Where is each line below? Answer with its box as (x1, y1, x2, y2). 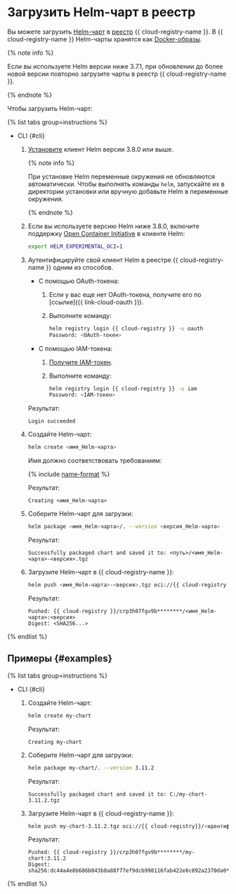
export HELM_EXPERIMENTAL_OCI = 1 (27, 243, 123, 250)
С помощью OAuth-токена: (38, 277, 119, 285)
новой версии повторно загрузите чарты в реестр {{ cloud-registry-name (7, 70, 227, 78)
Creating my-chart (27, 738, 82, 745)
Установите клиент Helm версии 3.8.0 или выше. (27, 145, 174, 153)
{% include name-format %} (27, 470, 110, 478)
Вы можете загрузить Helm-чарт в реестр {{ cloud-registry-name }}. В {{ (7, 27, 223, 36)
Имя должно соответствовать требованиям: (27, 456, 162, 465)
